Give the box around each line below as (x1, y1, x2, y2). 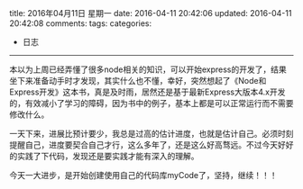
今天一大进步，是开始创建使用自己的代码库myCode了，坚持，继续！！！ (9, 170, 278, 180)
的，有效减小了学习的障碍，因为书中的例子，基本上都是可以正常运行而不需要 (9, 98, 294, 108)
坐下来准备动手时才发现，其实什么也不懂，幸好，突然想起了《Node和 (9, 76, 267, 85)
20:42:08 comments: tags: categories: (9, 18, 152, 29)
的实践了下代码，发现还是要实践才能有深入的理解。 (9, 151, 199, 161)
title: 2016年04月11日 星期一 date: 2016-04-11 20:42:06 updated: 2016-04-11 (9, 8, 292, 18)
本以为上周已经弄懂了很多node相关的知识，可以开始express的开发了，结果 (9, 64, 287, 75)
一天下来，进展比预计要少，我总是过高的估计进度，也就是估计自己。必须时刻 (9, 129, 294, 139)
